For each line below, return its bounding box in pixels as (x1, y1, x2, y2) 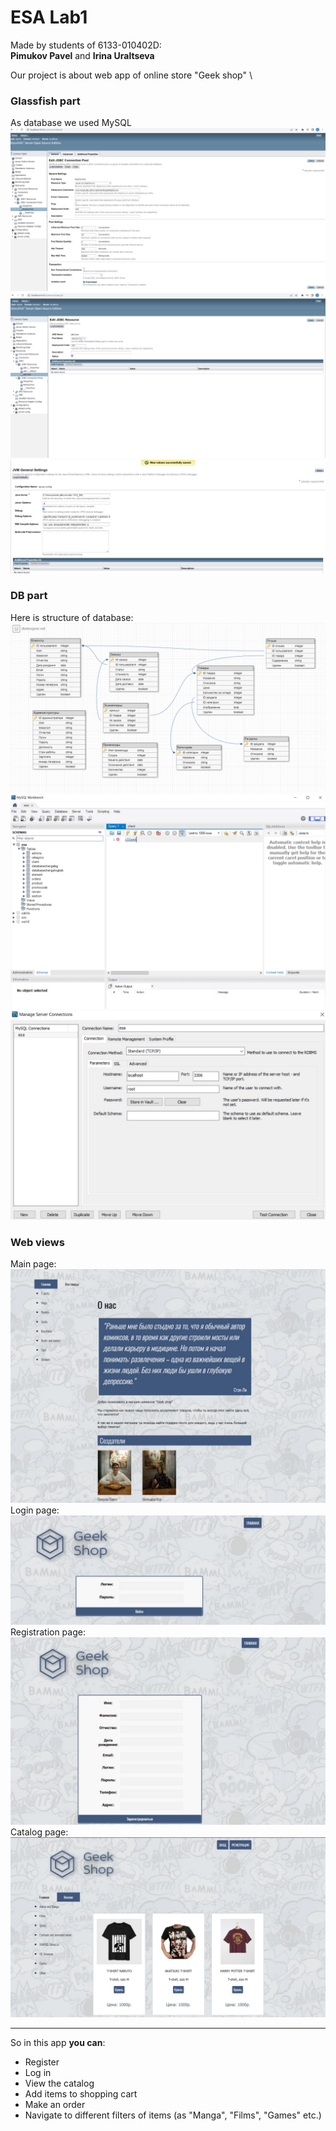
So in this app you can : (10, 2036, 106, 2048)
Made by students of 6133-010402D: (10, 39, 162, 51)
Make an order (24, 2098, 86, 2110)
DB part (10, 589, 48, 603)
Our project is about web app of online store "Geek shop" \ (10, 69, 253, 81)
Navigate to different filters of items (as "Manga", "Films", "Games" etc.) (24, 2109, 322, 2121)
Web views (10, 1235, 65, 1249)
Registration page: (10, 1626, 86, 1638)
